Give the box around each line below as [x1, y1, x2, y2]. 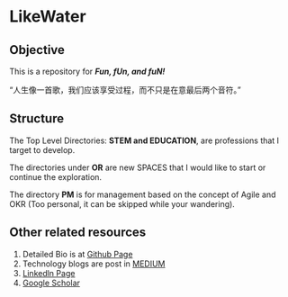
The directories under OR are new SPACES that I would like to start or [9, 162, 266, 173]
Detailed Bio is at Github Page [22, 248, 133, 259]
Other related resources [9, 225, 147, 240]
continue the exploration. [9, 171, 102, 182]
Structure [9, 111, 65, 127]
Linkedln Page [22, 267, 76, 278]
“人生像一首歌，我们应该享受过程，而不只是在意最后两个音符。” [9, 85, 241, 95]
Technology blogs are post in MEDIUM [22, 258, 166, 269]
